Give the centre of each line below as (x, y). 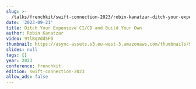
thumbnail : (19, 44)
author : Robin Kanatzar (35, 33)
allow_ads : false (27, 77)
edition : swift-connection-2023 (45, 71)
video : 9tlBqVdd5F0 (30, 39)
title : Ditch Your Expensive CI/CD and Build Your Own (74, 28)
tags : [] (17, 55)
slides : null (22, 50)
